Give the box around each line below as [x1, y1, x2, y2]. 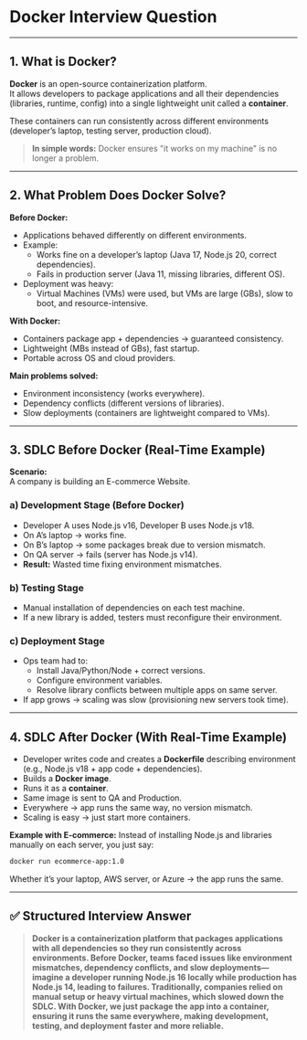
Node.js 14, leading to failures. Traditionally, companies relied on [31, 981, 283, 992]
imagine [31, 971, 64, 982]
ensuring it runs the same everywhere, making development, [31, 1010, 269, 1021]
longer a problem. [31, 153, 100, 164]
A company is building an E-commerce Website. [9, 476, 191, 487]
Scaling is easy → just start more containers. [22, 812, 191, 823]
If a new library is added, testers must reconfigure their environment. [22, 611, 282, 622]
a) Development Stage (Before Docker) [9, 499, 185, 512]
